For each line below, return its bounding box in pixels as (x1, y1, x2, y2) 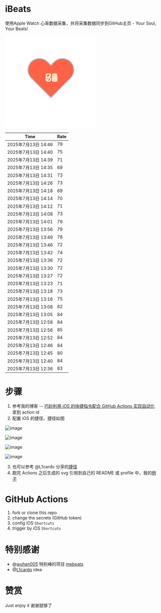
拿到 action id (12, 409, 40, 415)
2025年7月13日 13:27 (7, 273, 53, 279)
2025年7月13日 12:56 (7, 327, 53, 333)
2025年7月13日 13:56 (7, 226, 53, 232)
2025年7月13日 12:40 (7, 358, 53, 364)
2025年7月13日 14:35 (7, 165, 53, 171)
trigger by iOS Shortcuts (12, 525, 61, 531)
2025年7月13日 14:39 (7, 157, 53, 163)
